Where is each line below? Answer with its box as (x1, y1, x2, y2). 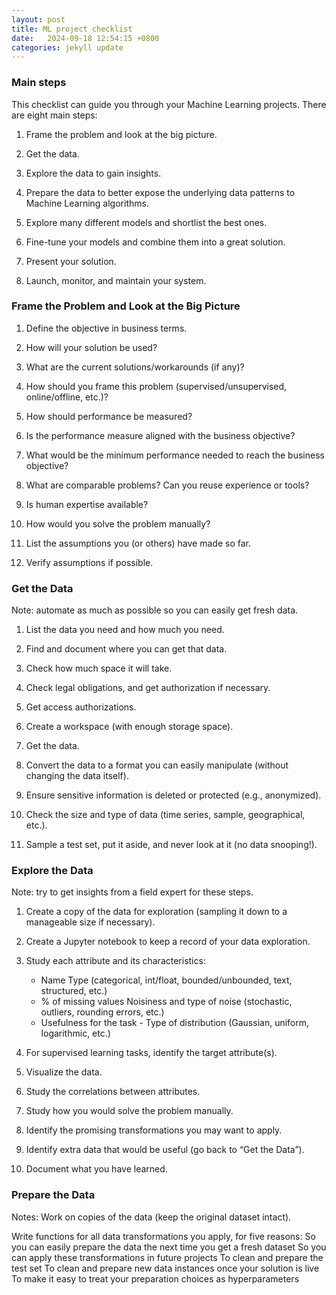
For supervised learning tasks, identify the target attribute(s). (25, 1047, 278, 1059)
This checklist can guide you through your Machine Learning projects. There (11, 98, 327, 110)
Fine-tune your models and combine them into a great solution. (25, 236, 286, 248)
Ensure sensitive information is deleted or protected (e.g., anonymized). (25, 789, 322, 801)
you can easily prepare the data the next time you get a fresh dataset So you (11, 1241, 327, 1253)
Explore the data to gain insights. (25, 167, 162, 179)
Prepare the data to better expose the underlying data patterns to (25, 186, 296, 198)
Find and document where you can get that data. (25, 643, 228, 655)
